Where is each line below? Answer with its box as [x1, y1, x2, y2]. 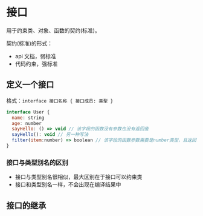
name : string [11, 115, 45, 121]
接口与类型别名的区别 [6, 158, 68, 167]
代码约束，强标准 [14, 60, 58, 67]
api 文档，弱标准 [14, 52, 56, 59]
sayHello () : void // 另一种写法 [11, 132, 89, 138]
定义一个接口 [6, 79, 54, 90]
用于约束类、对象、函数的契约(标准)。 [6, 27, 101, 34]
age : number [11, 120, 42, 126]
